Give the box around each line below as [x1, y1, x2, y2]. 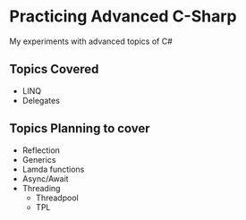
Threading [21, 182, 61, 193]
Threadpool [35, 192, 79, 203]
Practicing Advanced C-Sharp [9, 6, 237, 27]
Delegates [21, 95, 61, 106]
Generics [21, 154, 56, 165]
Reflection [21, 145, 61, 156]
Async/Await [21, 173, 69, 184]
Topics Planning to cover [9, 121, 150, 136]
